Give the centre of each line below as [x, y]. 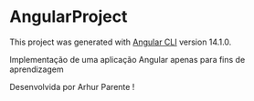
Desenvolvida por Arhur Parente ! [72, 86]
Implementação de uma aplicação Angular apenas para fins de [127, 59]
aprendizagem [37, 69]
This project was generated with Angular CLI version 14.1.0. [121, 42]
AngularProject [69, 17]
